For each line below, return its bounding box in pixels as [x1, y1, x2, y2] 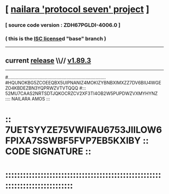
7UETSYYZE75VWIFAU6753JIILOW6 [5, 124, 162, 136]
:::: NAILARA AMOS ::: [5, 96, 50, 102]
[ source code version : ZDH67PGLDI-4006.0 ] [5, 22, 121, 29]
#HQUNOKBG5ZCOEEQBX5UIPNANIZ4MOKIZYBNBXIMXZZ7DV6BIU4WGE [5, 80, 161, 86]
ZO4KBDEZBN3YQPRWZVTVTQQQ [5, 85, 78, 91]
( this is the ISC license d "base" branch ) [5, 35, 107, 42]
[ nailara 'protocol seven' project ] [5, 4, 149, 15]
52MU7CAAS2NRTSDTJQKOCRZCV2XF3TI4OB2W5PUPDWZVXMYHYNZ [5, 90, 158, 96]
